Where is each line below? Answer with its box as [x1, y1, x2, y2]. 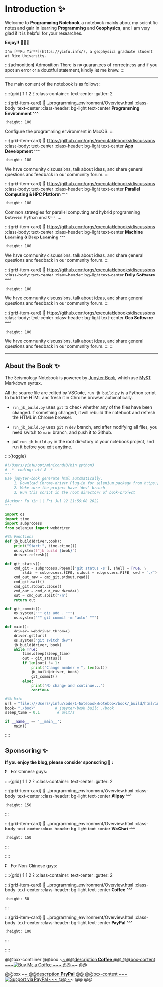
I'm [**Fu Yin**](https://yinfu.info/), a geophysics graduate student [5, 49, 153, 54]
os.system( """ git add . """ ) [14, 611, 75, 616]
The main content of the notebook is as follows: [5, 81, 100, 87]
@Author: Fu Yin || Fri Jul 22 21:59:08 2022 [5, 498, 98, 503]
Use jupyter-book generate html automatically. [5, 476, 103, 481]
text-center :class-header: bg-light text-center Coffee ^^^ [17, 887, 133, 893]
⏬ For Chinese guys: [5, 769, 48, 775]
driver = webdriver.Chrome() [14, 629, 70, 633]
